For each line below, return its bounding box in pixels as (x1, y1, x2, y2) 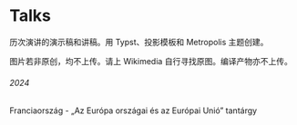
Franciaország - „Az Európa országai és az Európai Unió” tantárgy (9, 105, 258, 116)
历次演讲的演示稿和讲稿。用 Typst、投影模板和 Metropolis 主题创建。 (9, 36, 269, 47)
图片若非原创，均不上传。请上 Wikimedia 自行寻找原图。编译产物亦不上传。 (9, 55, 293, 66)
